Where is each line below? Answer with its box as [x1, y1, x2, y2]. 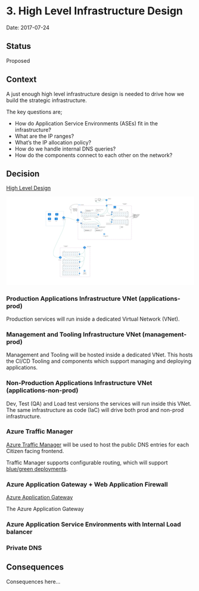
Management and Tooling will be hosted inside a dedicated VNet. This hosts [6, 351, 193, 359]
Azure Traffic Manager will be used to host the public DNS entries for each [6, 441, 189, 448]
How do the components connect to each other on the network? [14, 151, 173, 159]
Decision [6, 168, 40, 178]
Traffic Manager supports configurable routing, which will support [6, 458, 168, 466]
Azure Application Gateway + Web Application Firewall [6, 480, 168, 488]
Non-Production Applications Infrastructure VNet [6, 379, 153, 387]
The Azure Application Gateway [6, 506, 85, 513]
